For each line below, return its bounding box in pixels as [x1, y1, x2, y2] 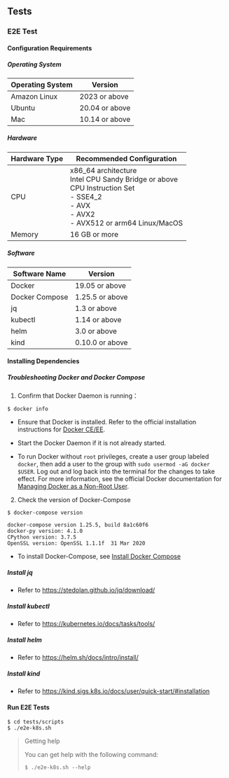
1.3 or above [74, 303, 118, 313]
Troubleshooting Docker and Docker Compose [7, 373, 146, 381]
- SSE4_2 [69, 192, 103, 202]
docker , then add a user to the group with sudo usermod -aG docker [17, 460, 210, 468]
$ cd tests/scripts [7, 718, 64, 725]
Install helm [7, 635, 42, 644]
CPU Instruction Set [69, 183, 135, 193]
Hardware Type [11, 153, 64, 163]
